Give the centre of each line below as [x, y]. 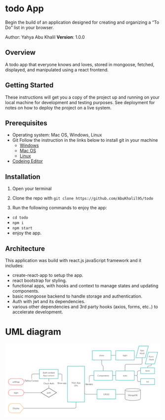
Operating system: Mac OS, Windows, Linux [57, 135]
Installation [23, 176]
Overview [21, 53]
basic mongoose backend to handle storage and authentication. [77, 296]
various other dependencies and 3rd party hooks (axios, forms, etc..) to [85, 307]
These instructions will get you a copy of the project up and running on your [82, 97]
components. [26, 291]
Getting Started [29, 85]
